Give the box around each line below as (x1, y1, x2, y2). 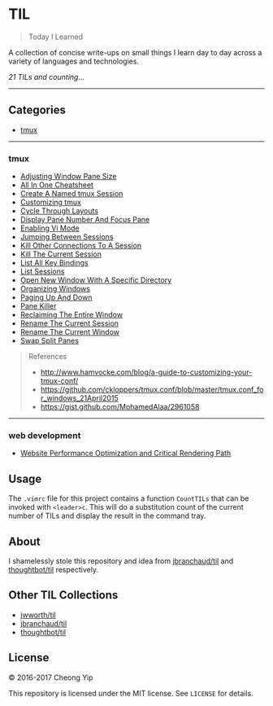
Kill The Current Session (19, 249, 102, 259)
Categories (8, 103, 67, 117)
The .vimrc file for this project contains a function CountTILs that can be (8, 493, 249, 503)
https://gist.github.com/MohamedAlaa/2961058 (40, 402, 200, 412)
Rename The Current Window (19, 327, 120, 337)
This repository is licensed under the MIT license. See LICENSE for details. (8, 688, 253, 698)
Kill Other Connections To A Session (19, 241, 142, 251)
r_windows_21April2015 (40, 393, 119, 403)
